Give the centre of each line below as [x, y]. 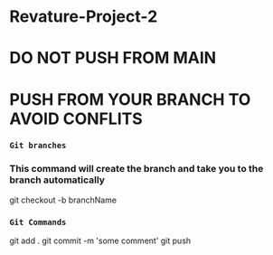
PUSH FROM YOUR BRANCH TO [130, 99]
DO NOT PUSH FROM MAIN [113, 58]
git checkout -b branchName [63, 200]
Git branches [38, 146]
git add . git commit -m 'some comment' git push [100, 241]
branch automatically [57, 180]
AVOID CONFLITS [76, 118]
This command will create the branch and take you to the [136, 169]
